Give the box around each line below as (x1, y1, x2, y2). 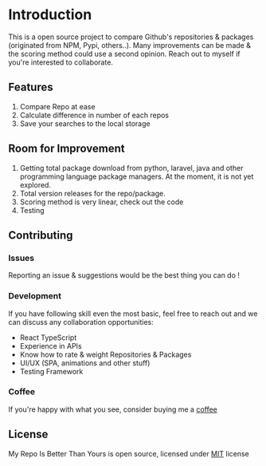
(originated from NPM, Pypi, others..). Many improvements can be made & (8, 40, 251, 49)
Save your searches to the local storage (19, 118, 151, 128)
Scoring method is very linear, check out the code (19, 197, 184, 207)
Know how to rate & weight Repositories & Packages (19, 349, 192, 359)
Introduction (8, 6, 92, 24)
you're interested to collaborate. (8, 57, 114, 67)
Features (8, 81, 53, 94)
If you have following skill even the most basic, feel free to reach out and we (8, 309, 258, 318)
